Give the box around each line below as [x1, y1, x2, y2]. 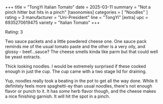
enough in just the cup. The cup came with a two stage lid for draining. [5, 69, 147, 74]
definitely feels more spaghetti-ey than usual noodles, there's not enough [5, 83, 152, 89]
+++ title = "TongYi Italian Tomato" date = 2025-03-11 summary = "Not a [5, 4, 151, 10]
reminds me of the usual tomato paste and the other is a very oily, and [5, 44, 145, 49]
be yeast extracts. [5, 54, 41, 60]
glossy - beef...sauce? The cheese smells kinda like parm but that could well [5, 49, 158, 54]
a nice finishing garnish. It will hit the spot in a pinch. [5, 93, 110, 99]
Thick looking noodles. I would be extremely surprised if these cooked [5, 63, 146, 69]
